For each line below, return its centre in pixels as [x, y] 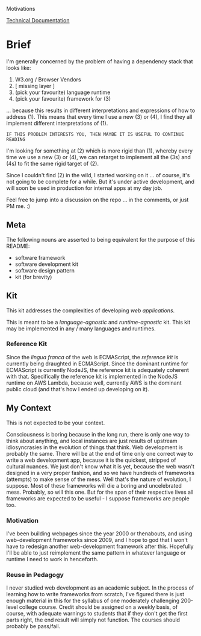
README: [18, 246]
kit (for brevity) [33, 277]
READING [16, 139]
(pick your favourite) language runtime [63, 92]
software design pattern [45, 270]
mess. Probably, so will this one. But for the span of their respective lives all [100, 492]
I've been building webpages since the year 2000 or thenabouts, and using [99, 534]
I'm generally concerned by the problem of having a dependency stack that [100, 61]
